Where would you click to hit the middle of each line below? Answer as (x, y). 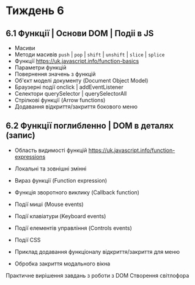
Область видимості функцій (51, 150)
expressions (30, 156)
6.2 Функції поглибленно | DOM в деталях (90, 126)
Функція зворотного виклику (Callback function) (77, 192)
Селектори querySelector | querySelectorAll (71, 93)
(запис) (20, 135)
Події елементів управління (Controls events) (73, 228)
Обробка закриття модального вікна (62, 264)
